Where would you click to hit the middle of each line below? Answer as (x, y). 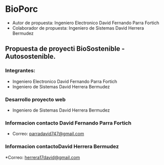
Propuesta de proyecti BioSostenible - (65, 49)
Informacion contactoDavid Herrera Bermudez (62, 147)
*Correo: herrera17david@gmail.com (43, 157)
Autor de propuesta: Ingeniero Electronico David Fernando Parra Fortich (86, 23)
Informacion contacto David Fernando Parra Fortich (68, 123)
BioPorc (22, 9)
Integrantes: (20, 71)
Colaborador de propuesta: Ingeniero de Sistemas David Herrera (78, 28)
